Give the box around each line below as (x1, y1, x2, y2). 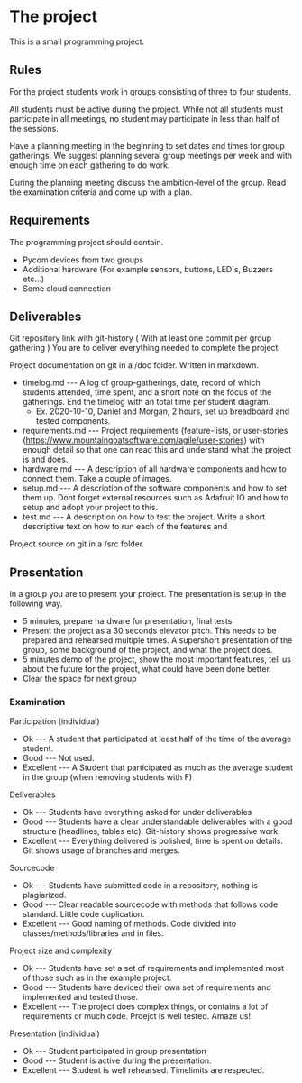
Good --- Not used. (22, 753, 95, 764)
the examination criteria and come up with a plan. (9, 187, 193, 197)
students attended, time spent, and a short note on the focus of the (22, 387, 272, 398)
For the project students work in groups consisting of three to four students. (9, 86, 291, 96)
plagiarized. (22, 890, 67, 901)
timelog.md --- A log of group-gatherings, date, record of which (22, 377, 261, 389)
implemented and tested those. (22, 992, 138, 1003)
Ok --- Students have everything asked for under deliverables (22, 807, 252, 818)
